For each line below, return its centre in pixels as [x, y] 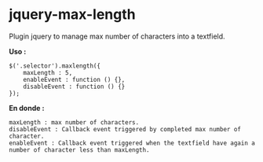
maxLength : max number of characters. [74, 122]
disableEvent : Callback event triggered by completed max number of [125, 129]
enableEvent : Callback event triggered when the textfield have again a [132, 143]
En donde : [27, 108]
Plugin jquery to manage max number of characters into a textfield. [117, 36]
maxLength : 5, [48, 72]
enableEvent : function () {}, [74, 79]
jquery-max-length [72, 15]
